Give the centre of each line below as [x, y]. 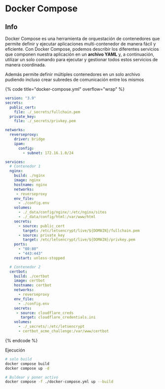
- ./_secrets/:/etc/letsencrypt [51, 327]
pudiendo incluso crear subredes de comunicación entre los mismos [75, 80]
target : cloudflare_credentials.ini [58, 318]
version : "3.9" [21, 98]
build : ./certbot [32, 276]
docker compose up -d [27, 368]
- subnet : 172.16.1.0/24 [48, 153]
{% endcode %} [21, 340]
